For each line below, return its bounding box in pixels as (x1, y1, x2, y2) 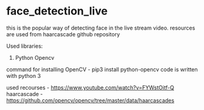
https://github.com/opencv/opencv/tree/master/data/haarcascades (6, 97, 175, 104)
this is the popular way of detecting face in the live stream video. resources (6, 24, 195, 31)
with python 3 (6, 72, 41, 79)
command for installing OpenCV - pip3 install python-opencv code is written (6, 65, 198, 73)
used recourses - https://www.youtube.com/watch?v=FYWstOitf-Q (6, 83, 175, 91)
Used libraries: (6, 42, 43, 50)
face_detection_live (6, 4, 108, 18)
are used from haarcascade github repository (6, 30, 121, 37)
